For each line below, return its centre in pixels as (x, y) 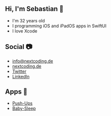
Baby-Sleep (24, 108)
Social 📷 (19, 47)
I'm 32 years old (28, 20)
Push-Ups (22, 103)
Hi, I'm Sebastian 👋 (34, 9)
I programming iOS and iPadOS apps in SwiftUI (59, 26)
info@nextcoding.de (33, 61)
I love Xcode (25, 31)
